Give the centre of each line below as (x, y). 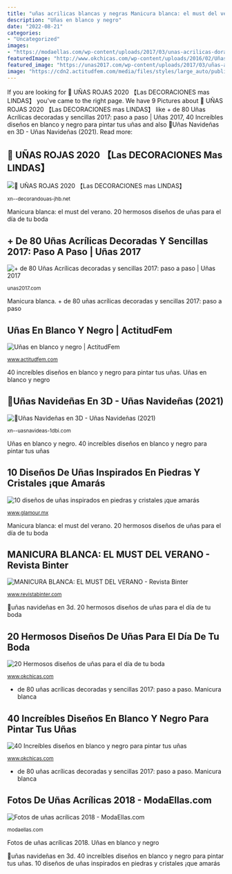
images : (18, 46)
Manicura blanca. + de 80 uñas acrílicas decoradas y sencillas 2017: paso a (115, 301)
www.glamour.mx (28, 513)
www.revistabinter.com (35, 595)
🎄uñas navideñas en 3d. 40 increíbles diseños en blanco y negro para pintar (116, 856)
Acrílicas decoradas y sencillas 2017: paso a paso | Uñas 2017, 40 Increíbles (115, 117)
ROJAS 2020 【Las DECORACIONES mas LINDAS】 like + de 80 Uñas (106, 109)
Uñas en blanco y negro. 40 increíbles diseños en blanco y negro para (107, 444)
